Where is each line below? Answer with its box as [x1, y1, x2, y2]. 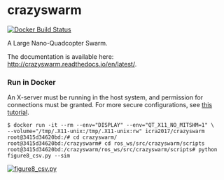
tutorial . [7, 108, 29, 117]
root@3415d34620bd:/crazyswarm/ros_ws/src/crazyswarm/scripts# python [7, 146, 218, 153]
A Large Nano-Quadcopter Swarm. [7, 39, 108, 47]
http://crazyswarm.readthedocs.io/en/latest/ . [7, 60, 137, 68]
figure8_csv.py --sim [7, 153, 71, 160]
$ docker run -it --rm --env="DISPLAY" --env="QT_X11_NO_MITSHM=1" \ [7, 122, 215, 129]
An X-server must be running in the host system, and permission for [7, 93, 204, 102]
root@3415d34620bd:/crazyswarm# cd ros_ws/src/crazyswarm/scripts [7, 140, 205, 147]
